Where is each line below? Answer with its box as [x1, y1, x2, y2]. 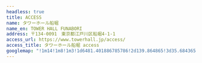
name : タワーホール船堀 [6, 20, 59, 26]
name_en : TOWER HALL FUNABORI [6, 25, 83, 32]
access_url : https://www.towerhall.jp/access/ [6, 37, 126, 43]
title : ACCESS [6, 14, 42, 20]
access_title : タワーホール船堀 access [6, 43, 100, 49]
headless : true [6, 8, 45, 15]
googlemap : [6, 48, 34, 54]
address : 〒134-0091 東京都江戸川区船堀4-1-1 [6, 31, 116, 37]
